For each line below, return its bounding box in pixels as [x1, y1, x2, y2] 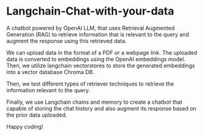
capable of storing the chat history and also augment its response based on [6, 104, 197, 112]
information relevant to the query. [6, 86, 90, 93]
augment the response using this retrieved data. [6, 37, 127, 44]
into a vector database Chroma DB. [6, 68, 94, 75]
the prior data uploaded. [6, 111, 67, 118]
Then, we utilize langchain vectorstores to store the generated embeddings [6, 62, 195, 69]
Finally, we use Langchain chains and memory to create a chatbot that [6, 98, 183, 106]
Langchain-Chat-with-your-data [6, 4, 175, 18]
